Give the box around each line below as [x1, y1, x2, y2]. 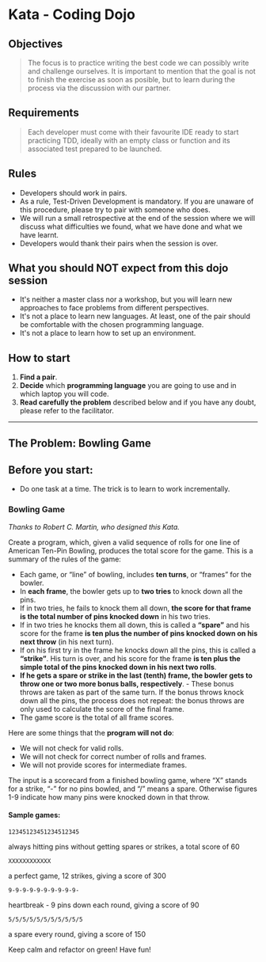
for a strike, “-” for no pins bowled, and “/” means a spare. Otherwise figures [8, 784, 257, 793]
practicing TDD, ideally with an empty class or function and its [27, 135, 231, 145]
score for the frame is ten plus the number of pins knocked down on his [19, 628, 258, 638]
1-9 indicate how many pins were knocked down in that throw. [8, 792, 210, 801]
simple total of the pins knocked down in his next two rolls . [19, 662, 217, 671]
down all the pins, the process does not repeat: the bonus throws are [19, 695, 245, 705]
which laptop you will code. [19, 390, 109, 399]
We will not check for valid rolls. [19, 743, 124, 753]
